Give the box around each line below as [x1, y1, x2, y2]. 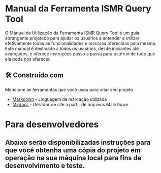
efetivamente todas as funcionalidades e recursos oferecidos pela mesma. [5, 40, 157, 46]
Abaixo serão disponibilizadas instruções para [5, 138, 151, 147]
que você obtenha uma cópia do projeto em [5, 146, 141, 155]
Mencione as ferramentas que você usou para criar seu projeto [5, 86, 133, 92]
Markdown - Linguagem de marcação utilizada [12, 96, 107, 102]
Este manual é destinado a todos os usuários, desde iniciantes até [5, 45, 139, 51]
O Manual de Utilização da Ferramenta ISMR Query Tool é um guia [5, 30, 140, 36]
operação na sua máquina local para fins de [5, 154, 142, 162]
